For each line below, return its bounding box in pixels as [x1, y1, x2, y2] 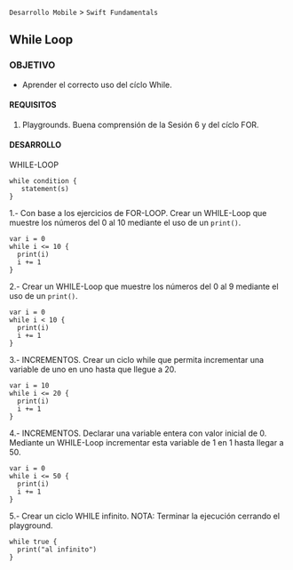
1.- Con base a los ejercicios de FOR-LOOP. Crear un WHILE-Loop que [9, 208, 267, 219]
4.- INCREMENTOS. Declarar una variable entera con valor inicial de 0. [9, 428, 267, 438]
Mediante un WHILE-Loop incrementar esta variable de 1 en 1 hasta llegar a [9, 438, 284, 448]
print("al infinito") [17, 545, 98, 554]
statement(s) [20, 185, 69, 194]
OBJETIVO [9, 59, 56, 71]
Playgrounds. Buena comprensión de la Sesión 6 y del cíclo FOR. [21, 119, 259, 130]
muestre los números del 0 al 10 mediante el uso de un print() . [9, 217, 242, 229]
